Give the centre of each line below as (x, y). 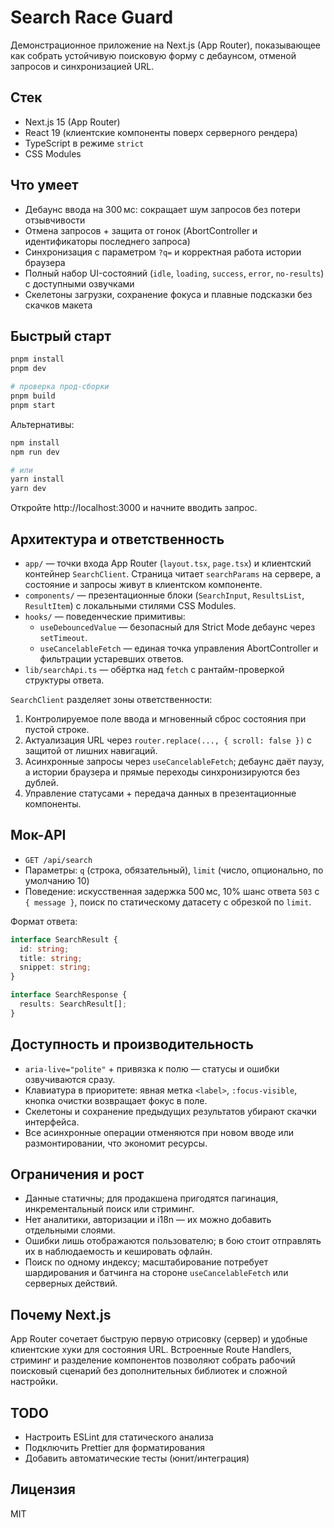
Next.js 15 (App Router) (72, 122)
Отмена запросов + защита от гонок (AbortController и (141, 230)
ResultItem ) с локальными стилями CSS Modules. (130, 605)
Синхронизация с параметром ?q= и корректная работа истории (163, 252)
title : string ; (51, 958)
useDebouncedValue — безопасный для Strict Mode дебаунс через (177, 627)
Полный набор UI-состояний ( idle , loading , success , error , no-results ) (174, 273)
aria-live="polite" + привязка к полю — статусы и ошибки (152, 1068)
